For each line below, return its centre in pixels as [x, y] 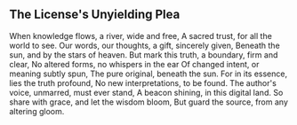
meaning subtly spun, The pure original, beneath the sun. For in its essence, [148, 74]
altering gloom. [37, 111]
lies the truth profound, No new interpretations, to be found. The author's [143, 82]
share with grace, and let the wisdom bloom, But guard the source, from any [149, 102]
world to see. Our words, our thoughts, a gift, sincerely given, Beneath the [144, 45]
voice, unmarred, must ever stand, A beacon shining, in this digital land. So [146, 92]
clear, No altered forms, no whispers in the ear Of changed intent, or [134, 64]
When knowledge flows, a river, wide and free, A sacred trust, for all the [141, 35]
